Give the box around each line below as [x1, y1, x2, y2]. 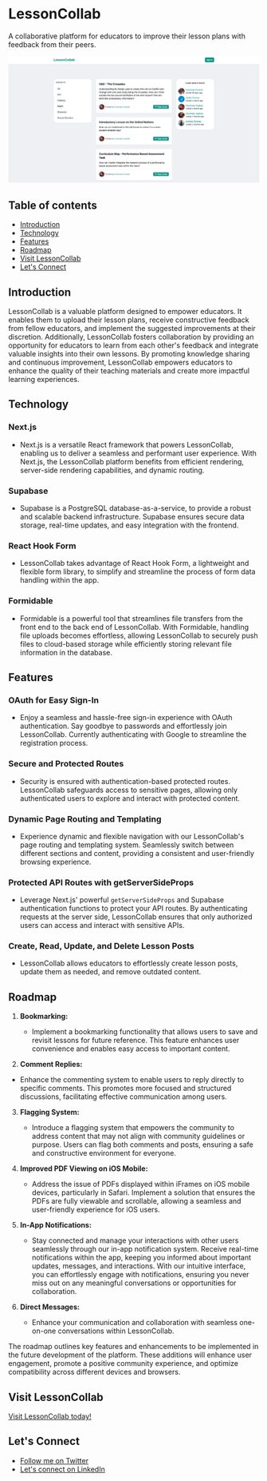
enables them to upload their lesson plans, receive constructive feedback [8, 315, 249, 324]
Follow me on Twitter [19, 1455, 89, 1465]
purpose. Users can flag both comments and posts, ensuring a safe [31, 1140, 253, 1149]
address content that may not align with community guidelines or [31, 1132, 245, 1141]
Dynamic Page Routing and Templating [8, 813, 162, 824]
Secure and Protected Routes [8, 758, 124, 770]
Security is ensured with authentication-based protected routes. [19, 776, 231, 786]
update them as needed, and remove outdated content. [19, 967, 202, 977]
